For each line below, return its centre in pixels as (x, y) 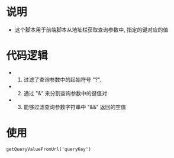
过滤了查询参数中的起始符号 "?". (62, 79)
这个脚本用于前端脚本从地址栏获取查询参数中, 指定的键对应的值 (91, 30)
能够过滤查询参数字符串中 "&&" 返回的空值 (75, 107)
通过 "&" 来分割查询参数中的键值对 (65, 93)
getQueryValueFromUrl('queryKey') (49, 149)
